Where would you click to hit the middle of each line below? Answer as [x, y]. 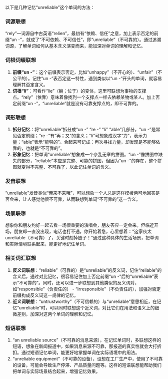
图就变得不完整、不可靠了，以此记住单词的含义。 [63, 167]
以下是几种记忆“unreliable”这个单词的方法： [50, 7]
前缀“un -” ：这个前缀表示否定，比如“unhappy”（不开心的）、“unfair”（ [85, 72]
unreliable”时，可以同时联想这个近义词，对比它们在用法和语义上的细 [89, 307]
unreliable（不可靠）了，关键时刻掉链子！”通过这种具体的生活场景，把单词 [82, 238]
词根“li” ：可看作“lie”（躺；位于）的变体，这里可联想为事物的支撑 [79, 91]
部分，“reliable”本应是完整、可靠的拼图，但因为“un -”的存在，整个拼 [92, 160]
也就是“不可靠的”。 [45, 148]
